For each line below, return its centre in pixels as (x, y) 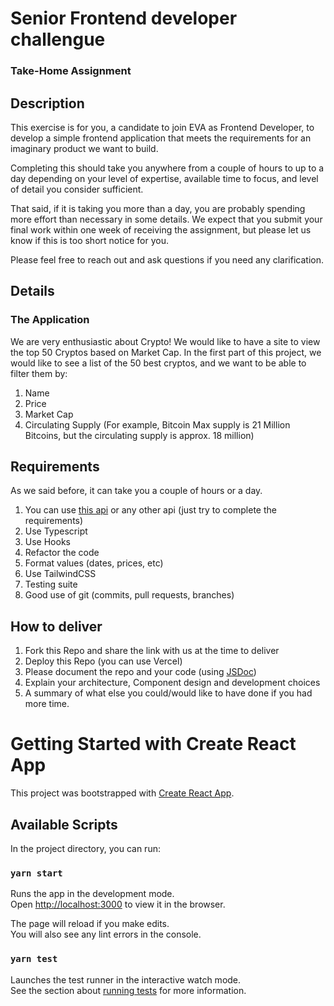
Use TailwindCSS (60, 574)
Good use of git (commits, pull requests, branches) (129, 595)
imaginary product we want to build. (84, 148)
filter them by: (39, 373)
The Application (50, 320)
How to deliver (56, 626)
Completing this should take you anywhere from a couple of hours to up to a (167, 168)
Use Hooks (47, 542)
